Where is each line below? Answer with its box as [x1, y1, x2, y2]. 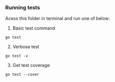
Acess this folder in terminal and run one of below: [5, 16, 110, 22]
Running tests [5, 4, 40, 11]
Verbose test [12, 44, 39, 50]
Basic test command [12, 25, 55, 31]
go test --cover [5, 72, 39, 77]
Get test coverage [12, 62, 50, 68]
